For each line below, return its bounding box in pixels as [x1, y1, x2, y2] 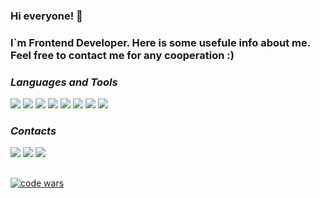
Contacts [10, 124, 57, 138]
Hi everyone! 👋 [10, 9, 83, 23]
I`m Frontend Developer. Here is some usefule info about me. [10, 35, 311, 49]
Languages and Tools [10, 75, 118, 89]
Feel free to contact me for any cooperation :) [10, 48, 235, 62]
